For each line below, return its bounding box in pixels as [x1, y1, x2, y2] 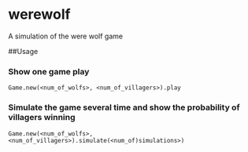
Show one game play [8, 66, 90, 77]
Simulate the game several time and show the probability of [8, 102, 240, 113]
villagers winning [8, 112, 76, 123]
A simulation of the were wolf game [8, 31, 124, 41]
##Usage [8, 46, 39, 56]
